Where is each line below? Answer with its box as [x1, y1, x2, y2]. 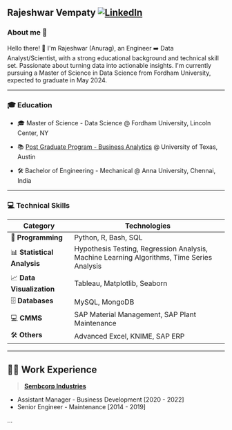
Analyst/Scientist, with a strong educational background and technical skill [7, 53, 220, 62]
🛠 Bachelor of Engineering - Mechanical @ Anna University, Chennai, [17, 166, 216, 174]
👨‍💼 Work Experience [7, 364, 97, 375]
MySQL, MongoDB [74, 297, 135, 307]
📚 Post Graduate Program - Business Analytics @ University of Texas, [17, 143, 218, 151]
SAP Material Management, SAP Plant [74, 310, 197, 319]
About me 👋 [7, 28, 47, 37]
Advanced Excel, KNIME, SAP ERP [74, 331, 185, 341]
